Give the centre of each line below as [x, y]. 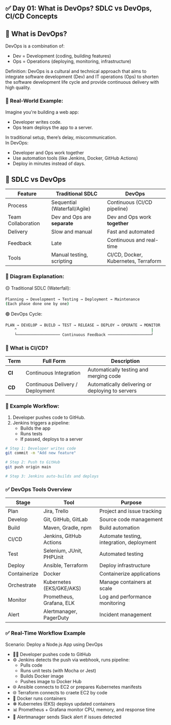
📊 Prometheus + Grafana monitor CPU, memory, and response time [84, 709]
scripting [62, 261]
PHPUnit [53, 557]
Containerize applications [130, 574]
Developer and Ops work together [48, 152]
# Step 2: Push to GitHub [33, 462]
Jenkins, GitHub [62, 536]
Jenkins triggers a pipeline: [41, 423]
